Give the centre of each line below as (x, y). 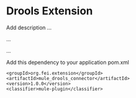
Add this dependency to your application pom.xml (68, 62)
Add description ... (29, 27)
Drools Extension (49, 11)
